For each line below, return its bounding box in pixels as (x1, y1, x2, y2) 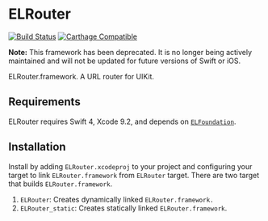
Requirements (8, 95, 81, 109)
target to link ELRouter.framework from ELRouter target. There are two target (8, 170, 260, 180)
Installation (8, 140, 66, 154)
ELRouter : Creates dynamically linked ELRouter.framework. (19, 194, 214, 204)
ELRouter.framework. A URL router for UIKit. (8, 71, 155, 81)
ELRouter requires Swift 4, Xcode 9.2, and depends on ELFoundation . (8, 117, 237, 126)
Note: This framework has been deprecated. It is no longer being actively (8, 47, 253, 57)
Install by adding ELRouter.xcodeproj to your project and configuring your (8, 161, 253, 171)
